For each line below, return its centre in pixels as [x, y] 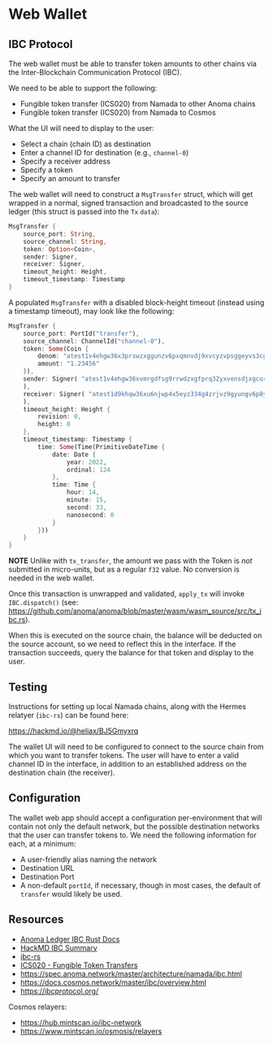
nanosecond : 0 [90, 515]
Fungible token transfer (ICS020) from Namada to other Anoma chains [138, 104]
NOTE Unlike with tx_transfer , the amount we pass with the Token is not [130, 561]
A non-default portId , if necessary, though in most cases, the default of [141, 885]
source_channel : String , [65, 241]
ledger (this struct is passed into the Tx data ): [84, 211]
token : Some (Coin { [56, 349]
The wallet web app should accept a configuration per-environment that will [135, 817]
